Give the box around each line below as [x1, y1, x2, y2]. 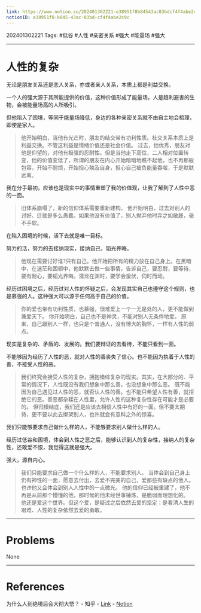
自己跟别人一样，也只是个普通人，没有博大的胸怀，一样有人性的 [31, 321, 189, 328]
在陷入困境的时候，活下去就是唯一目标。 [6, 232, 106, 239]
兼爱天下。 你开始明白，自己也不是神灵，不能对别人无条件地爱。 [20, 313, 180, 320]
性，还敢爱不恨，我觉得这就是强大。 [6, 444, 96, 451]
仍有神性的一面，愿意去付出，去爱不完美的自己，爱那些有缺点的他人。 [20, 477, 194, 484]
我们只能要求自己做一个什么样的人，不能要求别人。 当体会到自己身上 [20, 469, 190, 476]
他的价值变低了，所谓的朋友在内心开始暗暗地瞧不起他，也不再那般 [31, 157, 194, 164]
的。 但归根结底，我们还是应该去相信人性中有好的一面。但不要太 [20, 403, 180, 410]
